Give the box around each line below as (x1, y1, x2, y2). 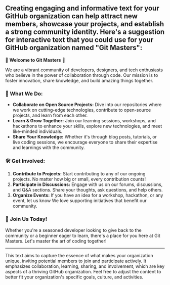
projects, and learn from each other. (12, 112, 88, 118)
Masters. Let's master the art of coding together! (5, 238, 107, 244)
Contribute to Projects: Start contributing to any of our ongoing (12, 171, 146, 177)
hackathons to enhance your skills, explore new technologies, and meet (12, 123, 162, 129)
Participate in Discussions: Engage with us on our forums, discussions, (12, 181, 163, 187)
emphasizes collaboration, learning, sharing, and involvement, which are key (5, 263, 165, 269)
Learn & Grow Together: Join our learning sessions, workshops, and (12, 118, 156, 124)
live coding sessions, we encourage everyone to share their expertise (12, 139, 158, 146)
